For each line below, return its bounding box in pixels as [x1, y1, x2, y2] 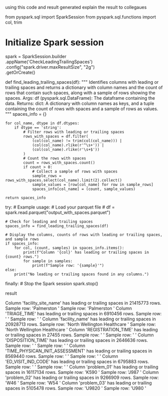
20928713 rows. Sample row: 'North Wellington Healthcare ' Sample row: [5, 321, 156, 327]
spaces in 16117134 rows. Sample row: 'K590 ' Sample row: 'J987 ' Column [5, 369, 159, 375]
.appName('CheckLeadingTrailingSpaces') [5, 59, 93, 65]
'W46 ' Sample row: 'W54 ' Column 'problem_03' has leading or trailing [5, 379, 152, 385]
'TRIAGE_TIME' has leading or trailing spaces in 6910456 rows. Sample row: [5, 310, 162, 316]
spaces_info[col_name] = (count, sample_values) [32, 186, 136, 191]
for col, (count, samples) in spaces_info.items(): [14, 245, 124, 250]
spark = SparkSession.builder [5, 53, 67, 59]
